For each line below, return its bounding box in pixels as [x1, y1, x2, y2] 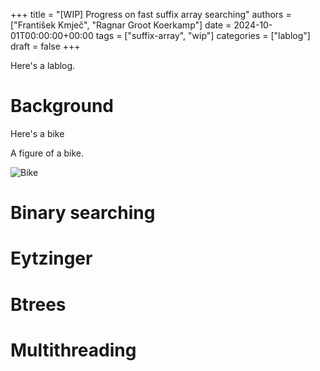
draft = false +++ [10, 40, 81, 52]
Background [10, 95, 114, 118]
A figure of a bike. [10, 147, 85, 159]
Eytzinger [10, 247, 93, 270]
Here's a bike [10, 127, 65, 139]
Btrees [10, 293, 67, 316]
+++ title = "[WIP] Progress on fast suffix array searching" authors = [10, 9, 292, 20]
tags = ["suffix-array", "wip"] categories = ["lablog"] [95, 30, 311, 41]
